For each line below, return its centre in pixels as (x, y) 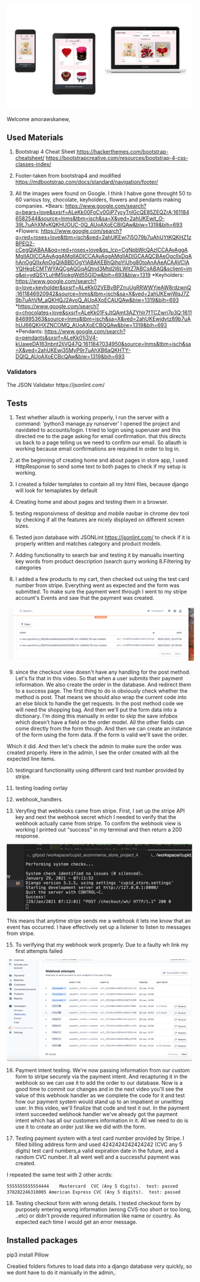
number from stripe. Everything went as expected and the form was (97, 585)
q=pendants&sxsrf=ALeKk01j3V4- (56, 338)
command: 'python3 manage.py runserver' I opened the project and (97, 424)
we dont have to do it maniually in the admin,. (61, 1272)
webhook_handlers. (39, 799)
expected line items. (31, 759)
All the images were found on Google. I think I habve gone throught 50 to (103, 194)
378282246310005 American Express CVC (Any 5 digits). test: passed (94, 1192)
